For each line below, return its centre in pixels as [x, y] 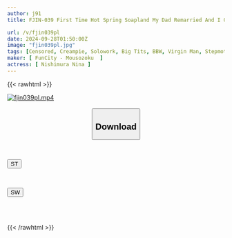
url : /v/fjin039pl [33, 32]
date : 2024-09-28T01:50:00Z [48, 39]
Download [116, 127]
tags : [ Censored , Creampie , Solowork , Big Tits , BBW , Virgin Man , [105, 52]
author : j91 [24, 13]
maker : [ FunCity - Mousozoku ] [55, 58]
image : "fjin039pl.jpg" [41, 46]
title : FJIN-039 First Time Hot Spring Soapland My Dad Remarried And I [114, 20]
